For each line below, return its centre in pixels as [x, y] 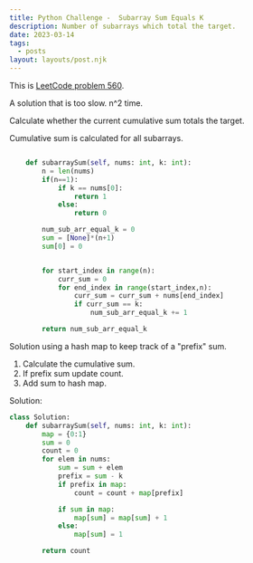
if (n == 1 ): [60, 179]
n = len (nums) [68, 171]
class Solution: [40, 417]
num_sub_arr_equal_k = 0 [89, 230]
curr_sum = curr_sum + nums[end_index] [149, 296]
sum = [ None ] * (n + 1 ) [79, 238]
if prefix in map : [92, 484]
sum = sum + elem [90, 468]
